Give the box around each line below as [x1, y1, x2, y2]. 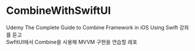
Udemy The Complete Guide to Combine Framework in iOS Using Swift [6, 24, 179, 31]
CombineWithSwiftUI [6, 4, 111, 17]
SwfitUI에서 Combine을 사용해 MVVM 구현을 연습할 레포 [6, 38, 137, 45]
